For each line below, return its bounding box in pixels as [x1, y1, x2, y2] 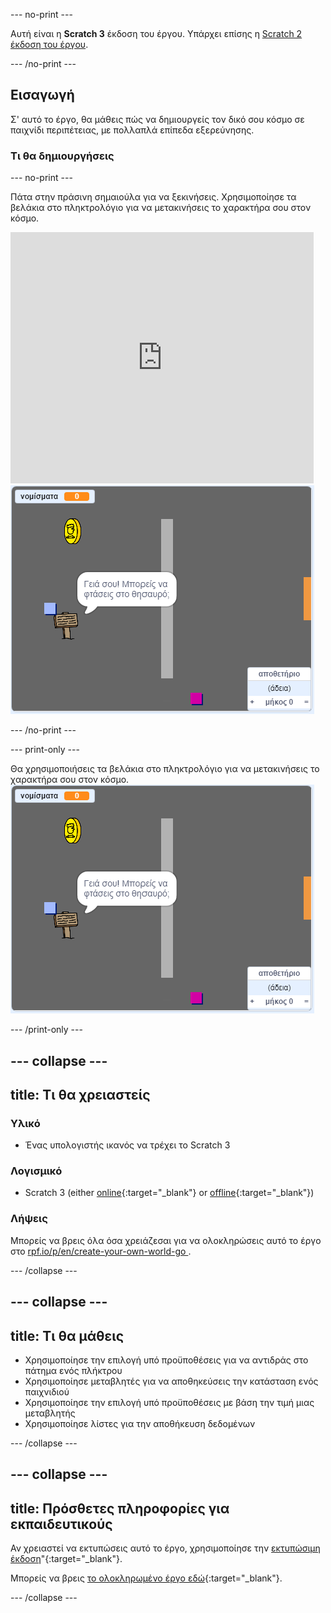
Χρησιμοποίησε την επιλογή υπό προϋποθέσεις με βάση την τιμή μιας [24, 1396, 315, 1408]
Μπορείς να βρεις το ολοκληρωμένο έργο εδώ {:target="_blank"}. [10, 1572, 283, 1584]
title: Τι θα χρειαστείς [10, 1086, 151, 1103]
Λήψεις [10, 1212, 48, 1226]
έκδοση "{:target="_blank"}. [10, 1553, 123, 1565]
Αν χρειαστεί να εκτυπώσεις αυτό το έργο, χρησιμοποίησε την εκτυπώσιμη [10, 1542, 321, 1554]
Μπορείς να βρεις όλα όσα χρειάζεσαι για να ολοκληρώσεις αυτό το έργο [10, 1234, 322, 1246]
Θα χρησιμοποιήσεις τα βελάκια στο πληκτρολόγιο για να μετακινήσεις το [10, 763, 320, 775]
